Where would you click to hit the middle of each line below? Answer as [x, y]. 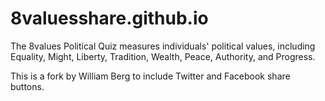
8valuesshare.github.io [109, 18]
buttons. [27, 86]
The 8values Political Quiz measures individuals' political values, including [163, 46]
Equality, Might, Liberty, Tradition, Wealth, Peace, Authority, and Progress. [163, 56]
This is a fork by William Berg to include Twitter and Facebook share [150, 76]
